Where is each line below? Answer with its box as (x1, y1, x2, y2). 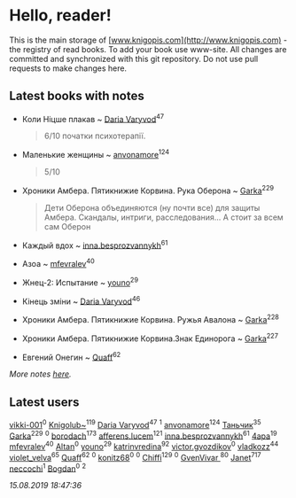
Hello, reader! (9, 5, 113, 26)
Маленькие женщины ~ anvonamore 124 (21, 148, 170, 160)
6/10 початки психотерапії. (43, 130, 146, 142)
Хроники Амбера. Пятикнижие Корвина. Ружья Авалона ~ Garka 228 (21, 313, 279, 324)
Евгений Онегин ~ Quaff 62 (21, 350, 121, 362)
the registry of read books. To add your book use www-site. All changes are (9, 43, 287, 54)
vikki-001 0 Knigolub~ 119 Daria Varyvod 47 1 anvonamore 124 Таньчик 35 (9, 418, 261, 430)
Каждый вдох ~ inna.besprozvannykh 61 (21, 238, 168, 251)
